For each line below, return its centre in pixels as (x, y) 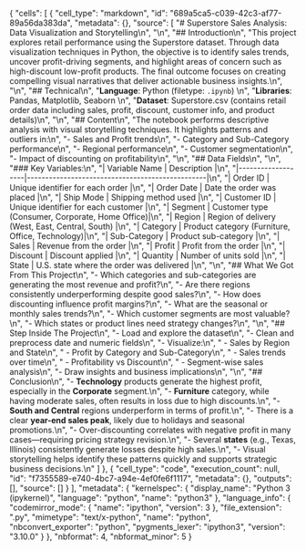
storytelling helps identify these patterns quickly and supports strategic (143, 459)
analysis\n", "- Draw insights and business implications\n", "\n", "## (136, 372)
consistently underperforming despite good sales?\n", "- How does (135, 294)
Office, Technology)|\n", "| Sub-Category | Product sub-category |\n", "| (145, 236)
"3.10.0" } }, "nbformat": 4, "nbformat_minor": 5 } (101, 536)
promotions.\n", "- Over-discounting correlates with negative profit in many (150, 430)
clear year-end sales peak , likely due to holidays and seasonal (127, 420)
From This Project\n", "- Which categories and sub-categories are (133, 275)
